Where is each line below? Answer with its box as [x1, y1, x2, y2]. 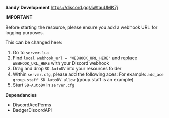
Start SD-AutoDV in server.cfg [12, 82, 74, 88]
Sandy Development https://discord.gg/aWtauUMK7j [5, 5, 118, 10]
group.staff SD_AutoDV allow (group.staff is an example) [12, 77, 134, 82]
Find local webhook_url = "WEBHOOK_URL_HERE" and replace [12, 55, 138, 61]
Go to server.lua [12, 50, 49, 55]
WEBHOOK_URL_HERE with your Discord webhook [12, 60, 109, 66]
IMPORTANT [5, 14, 33, 20]
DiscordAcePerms [12, 102, 51, 108]
